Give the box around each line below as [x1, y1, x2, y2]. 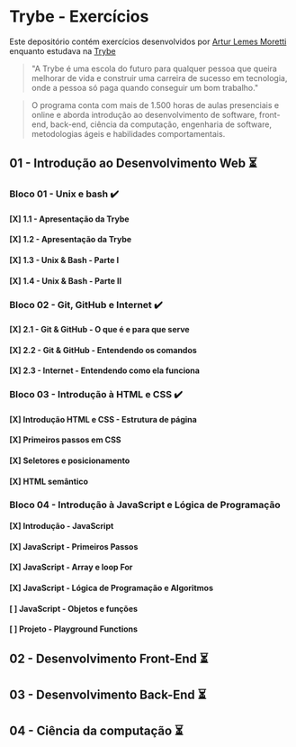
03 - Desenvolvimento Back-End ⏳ [9, 687, 207, 702]
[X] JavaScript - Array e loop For [9, 561, 133, 573]
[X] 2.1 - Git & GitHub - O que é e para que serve [9, 324, 191, 335]
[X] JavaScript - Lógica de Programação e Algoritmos [9, 582, 214, 593]
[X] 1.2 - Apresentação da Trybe [9, 234, 132, 245]
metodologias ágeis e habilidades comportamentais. [31, 128, 226, 139]
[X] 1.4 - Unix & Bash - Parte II [9, 275, 122, 286]
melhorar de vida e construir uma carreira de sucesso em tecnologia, [31, 72, 288, 83]
